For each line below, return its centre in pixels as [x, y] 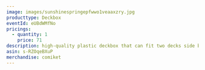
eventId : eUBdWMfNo [31, 23]
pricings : [19, 29]
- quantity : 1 [30, 35]
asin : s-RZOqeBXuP [30, 52]
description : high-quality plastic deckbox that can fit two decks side [101, 46]
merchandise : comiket [34, 57]
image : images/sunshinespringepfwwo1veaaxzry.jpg [71, 12]
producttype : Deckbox [34, 18]
